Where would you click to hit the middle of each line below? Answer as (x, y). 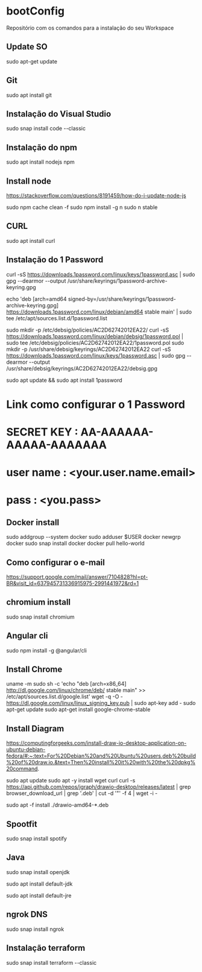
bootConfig (36, 11)
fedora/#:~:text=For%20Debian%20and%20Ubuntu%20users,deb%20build (101, 756)
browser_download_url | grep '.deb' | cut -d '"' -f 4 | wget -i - (82, 793)
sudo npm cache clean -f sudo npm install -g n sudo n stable (82, 207)
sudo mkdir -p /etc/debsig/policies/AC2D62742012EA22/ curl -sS (88, 330)
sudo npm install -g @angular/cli (47, 650)
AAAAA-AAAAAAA (57, 445)
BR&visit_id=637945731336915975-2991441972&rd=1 (73, 583)
